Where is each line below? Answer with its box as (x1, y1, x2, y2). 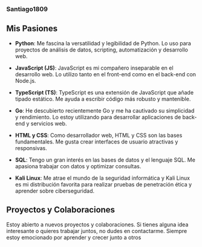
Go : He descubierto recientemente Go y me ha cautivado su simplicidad (15, 107, 195, 114)
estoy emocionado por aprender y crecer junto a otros (6, 234, 142, 241)
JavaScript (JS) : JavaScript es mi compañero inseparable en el (15, 64, 174, 71)
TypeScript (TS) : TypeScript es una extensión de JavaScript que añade (15, 88, 194, 96)
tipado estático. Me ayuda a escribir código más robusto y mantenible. (15, 95, 191, 102)
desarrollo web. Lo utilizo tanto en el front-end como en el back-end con (15, 70, 197, 77)
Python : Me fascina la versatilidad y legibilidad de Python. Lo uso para (15, 39, 192, 47)
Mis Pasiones (6, 24, 58, 34)
